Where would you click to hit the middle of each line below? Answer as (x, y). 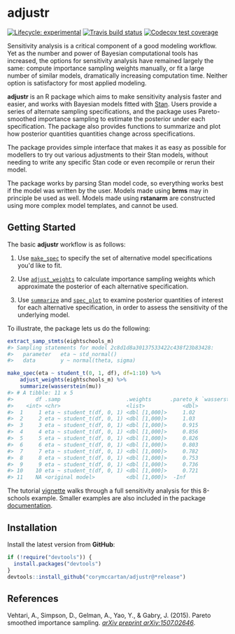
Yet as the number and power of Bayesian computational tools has (103, 53)
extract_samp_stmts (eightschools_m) (60, 341)
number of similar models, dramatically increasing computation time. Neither (117, 76)
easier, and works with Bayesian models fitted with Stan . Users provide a (112, 104)
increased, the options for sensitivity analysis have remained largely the (111, 60)
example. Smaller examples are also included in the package (119, 498)
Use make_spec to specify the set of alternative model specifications (115, 258)
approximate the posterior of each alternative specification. (103, 286)
